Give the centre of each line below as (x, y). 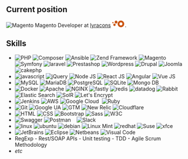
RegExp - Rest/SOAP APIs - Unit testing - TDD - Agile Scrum (88, 138)
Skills (16, 44)
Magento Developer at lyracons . (81, 25)
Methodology (31, 144)
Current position (37, 10)
